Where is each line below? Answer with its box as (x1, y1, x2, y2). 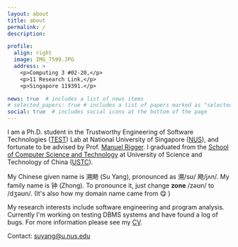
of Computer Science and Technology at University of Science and (7, 150, 203, 159)
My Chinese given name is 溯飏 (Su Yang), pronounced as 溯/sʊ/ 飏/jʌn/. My (7, 173, 230, 180)
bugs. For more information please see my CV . (7, 218, 143, 226)
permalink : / (7, 23, 46, 30)
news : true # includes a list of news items (7, 95, 144, 103)
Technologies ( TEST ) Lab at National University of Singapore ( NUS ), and (7, 135, 219, 144)
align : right (13, 50, 52, 57)
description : (7, 30, 46, 38)
